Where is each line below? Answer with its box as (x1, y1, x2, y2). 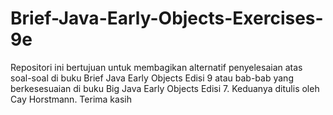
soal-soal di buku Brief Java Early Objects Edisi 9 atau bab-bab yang (10, 72, 294, 84)
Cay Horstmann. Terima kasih (10, 93, 132, 105)
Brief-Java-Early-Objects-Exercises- (10, 7, 324, 30)
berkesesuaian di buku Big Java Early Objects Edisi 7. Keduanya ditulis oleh (10, 82, 320, 94)
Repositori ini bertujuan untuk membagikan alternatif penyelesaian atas (10, 61, 303, 73)
